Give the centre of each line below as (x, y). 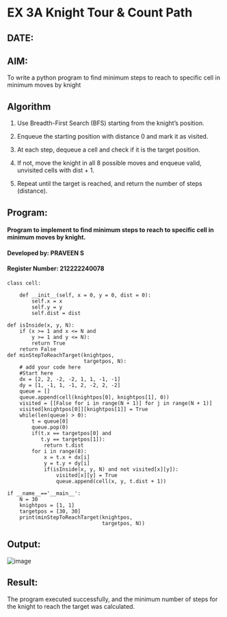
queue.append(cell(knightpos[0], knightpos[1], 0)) (94, 397)
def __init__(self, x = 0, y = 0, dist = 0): (85, 295)
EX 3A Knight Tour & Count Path (100, 13)
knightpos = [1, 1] (47, 505)
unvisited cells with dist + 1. (56, 170)
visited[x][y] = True (86, 475)
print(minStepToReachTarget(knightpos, (76, 517)
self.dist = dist (56, 313)
